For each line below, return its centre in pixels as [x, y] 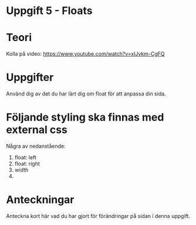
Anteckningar [40, 200]
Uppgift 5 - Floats [49, 11]
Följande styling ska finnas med [85, 117]
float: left [26, 157]
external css [37, 130]
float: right [27, 163]
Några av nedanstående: [36, 146]
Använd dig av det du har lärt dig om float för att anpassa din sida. [86, 94]
